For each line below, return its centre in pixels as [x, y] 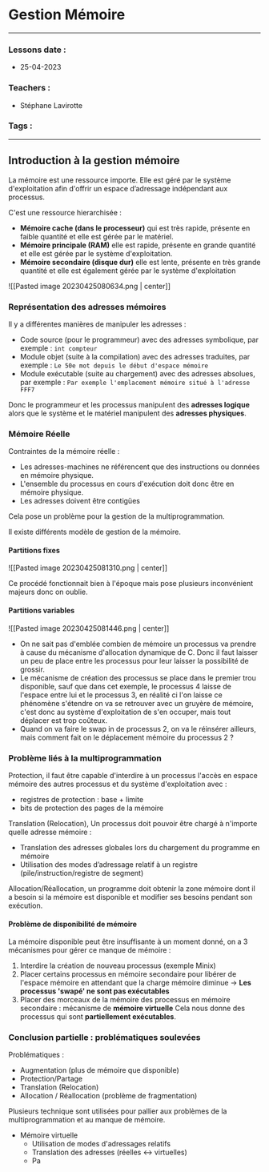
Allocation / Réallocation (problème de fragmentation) [108, 1096]
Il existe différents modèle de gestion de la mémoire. [95, 532]
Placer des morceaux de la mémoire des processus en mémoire [125, 1000]
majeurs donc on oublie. [48, 592]
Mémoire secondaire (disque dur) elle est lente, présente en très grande [141, 262]
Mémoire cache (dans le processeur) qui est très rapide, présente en [135, 228]
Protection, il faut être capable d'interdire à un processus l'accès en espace [133, 775]
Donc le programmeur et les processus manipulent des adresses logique [129, 404]
